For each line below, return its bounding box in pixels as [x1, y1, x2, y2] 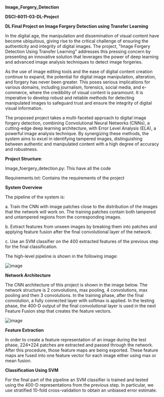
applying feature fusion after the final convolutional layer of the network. [5, 229, 152, 235]
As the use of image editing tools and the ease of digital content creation [5, 69, 153, 74]
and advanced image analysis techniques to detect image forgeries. [5, 59, 143, 65]
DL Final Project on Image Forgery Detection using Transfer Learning [5, 23, 149, 29]
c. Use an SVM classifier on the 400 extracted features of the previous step [5, 239, 159, 244]
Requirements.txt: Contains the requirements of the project [5, 175, 125, 180]
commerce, [5, 90, 29, 95]
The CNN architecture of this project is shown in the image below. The [5, 282, 148, 288]
